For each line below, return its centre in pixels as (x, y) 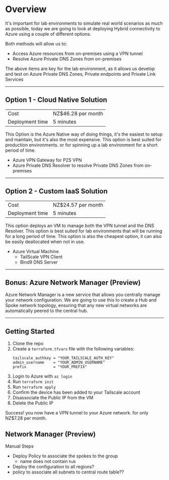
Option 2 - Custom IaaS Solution (57, 191)
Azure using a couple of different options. (48, 34)
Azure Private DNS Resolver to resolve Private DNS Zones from (78, 165)
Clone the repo (28, 343)
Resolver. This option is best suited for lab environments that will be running (84, 231)
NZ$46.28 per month (78, 113)
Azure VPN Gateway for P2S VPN (47, 160)
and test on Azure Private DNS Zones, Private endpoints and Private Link (80, 74)
